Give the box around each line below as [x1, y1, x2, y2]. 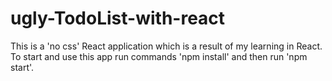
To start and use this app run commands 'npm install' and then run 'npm [10, 50, 308, 62]
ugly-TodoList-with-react [10, 7, 226, 30]
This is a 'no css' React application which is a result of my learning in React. [10, 40, 323, 52]
